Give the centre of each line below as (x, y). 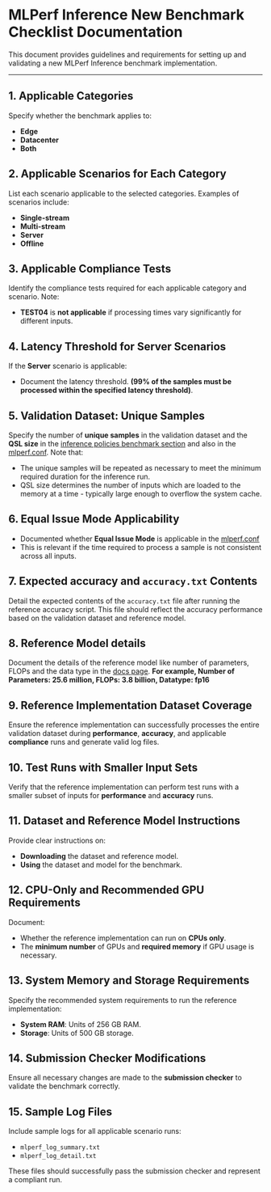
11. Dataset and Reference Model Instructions (124, 821)
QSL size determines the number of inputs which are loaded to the (130, 485)
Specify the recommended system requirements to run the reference (123, 1000)
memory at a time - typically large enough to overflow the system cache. (141, 494)
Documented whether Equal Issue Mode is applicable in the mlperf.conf (140, 539)
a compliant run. (35, 1180)
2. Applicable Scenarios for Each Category (118, 174)
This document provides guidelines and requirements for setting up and (127, 54)
